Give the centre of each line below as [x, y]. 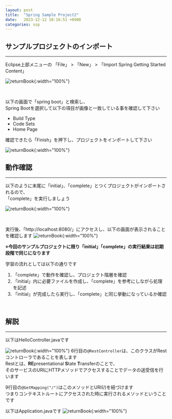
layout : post [19, 10]
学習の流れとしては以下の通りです [41, 264]
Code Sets [24, 124]
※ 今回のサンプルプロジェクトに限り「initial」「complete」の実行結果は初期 [84, 246]
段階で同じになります [28, 253]
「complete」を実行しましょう [38, 198]
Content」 [16, 71]
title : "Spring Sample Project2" [42, 15]
